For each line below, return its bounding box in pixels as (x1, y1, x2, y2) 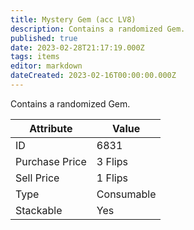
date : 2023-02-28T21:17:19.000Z (10, 42, 145, 53)
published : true (10, 33, 78, 43)
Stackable (15, 203, 63, 217)
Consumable (96, 187, 157, 201)
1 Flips (96, 171, 128, 185)
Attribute (29, 121, 73, 135)
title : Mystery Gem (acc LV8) (10, 14, 137, 25)
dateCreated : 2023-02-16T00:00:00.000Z (10, 71, 177, 81)
